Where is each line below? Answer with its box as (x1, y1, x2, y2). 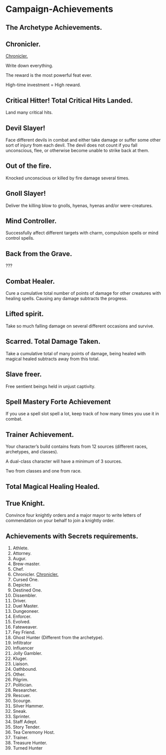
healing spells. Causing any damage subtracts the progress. (5, 296, 128, 302)
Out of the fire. (5, 162, 52, 170)
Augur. (12, 556, 27, 562)
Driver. (12, 598, 27, 604)
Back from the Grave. (5, 249, 72, 258)
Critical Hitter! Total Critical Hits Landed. (5, 96, 133, 105)
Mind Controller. (5, 217, 57, 225)
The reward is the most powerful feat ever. (5, 72, 92, 78)
